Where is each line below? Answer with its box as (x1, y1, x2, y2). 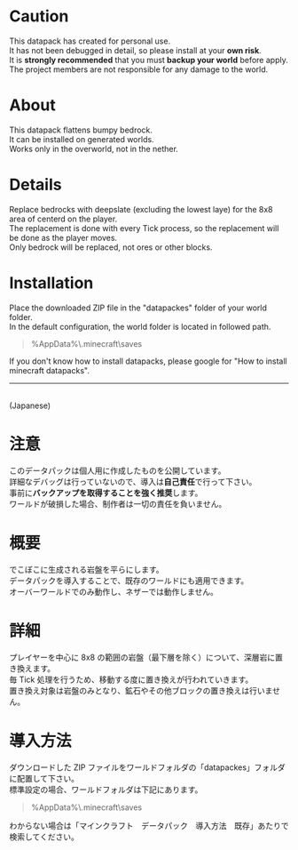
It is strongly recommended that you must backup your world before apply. (9, 54, 288, 65)
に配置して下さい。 (9, 773, 80, 783)
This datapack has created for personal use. (9, 36, 171, 46)
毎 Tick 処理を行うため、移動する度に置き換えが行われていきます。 (9, 674, 254, 685)
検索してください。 (9, 831, 80, 842)
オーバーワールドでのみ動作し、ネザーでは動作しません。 (9, 586, 219, 597)
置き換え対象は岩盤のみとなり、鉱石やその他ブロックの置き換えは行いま (9, 685, 273, 695)
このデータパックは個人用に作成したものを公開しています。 (9, 465, 226, 476)
